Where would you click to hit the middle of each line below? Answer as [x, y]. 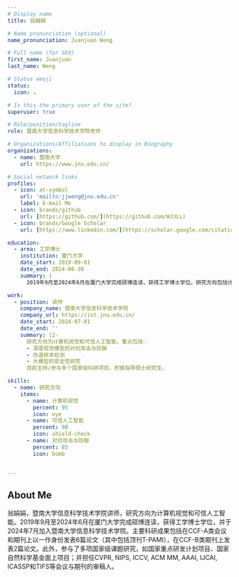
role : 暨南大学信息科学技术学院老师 [54, 131]
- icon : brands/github [47, 210]
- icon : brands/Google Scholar [60, 223]
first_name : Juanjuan [39, 60]
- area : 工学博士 [37, 249]
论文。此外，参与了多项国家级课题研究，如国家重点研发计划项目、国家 [127, 549]
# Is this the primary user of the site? [70, 105]
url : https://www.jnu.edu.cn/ [65, 164]
